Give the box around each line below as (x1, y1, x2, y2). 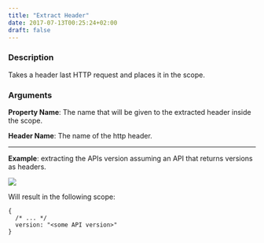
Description (8, 52, 54, 63)
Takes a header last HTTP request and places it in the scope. (8, 70, 206, 79)
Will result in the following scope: (8, 192, 115, 201)
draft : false (8, 26, 51, 34)
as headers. (8, 162, 47, 171)
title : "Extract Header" (8, 11, 90, 20)
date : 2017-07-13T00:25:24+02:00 (8, 19, 118, 27)
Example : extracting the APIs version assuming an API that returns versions (8, 153, 253, 163)
